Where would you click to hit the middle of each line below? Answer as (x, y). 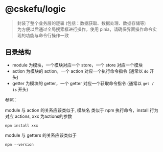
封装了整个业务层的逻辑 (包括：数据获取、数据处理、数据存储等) (81, 23)
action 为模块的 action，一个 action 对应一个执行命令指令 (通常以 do (80, 71)
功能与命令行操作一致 (47, 35)
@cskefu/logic (35, 9)
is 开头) (20, 89)
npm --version (20, 144)
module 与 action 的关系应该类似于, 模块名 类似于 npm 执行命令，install (77, 110)
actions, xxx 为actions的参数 (43, 116)
